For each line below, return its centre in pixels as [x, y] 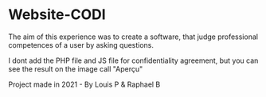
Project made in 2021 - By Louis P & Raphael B [84, 84]
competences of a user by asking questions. [81, 45]
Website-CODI [57, 15]
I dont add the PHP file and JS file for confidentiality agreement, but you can [133, 60]
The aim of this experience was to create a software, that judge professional [133, 37]
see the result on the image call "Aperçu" [76, 68]
